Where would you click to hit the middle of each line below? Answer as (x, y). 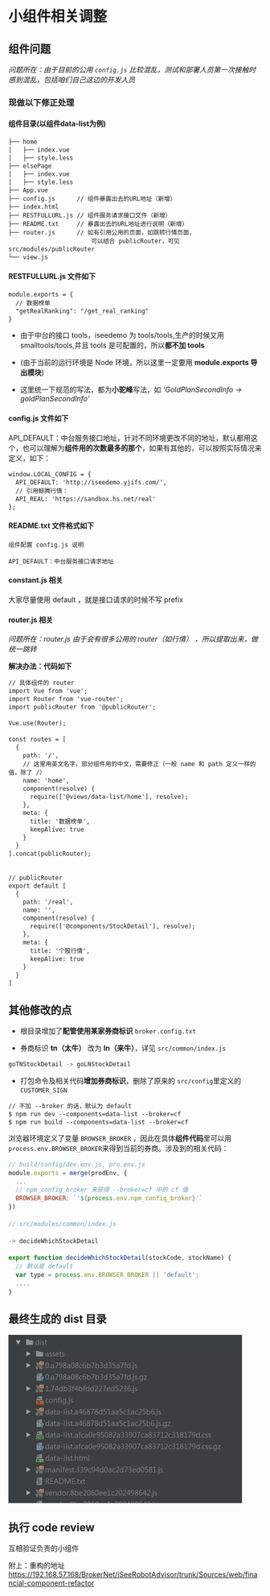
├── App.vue (28, 190)
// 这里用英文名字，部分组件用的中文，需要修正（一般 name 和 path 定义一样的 (139, 764)
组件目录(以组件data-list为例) (57, 123)
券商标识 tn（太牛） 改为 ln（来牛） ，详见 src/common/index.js (123, 1048)
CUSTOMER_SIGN (43, 1090)
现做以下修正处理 (41, 102)
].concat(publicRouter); (50, 854)
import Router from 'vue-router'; (66, 699)
